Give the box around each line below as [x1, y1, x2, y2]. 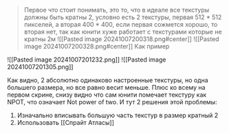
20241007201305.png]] [7, 63, 74, 71]
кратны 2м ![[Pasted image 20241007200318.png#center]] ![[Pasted [23, 35, 219, 43]
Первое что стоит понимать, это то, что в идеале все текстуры [23, 6, 210, 14]
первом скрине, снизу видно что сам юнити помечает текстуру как [7, 90, 207, 99]
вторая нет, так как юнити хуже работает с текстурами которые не [23, 27, 222, 36]
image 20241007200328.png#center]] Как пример [23, 43, 170, 50]
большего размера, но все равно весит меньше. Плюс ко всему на [7, 84, 206, 91]
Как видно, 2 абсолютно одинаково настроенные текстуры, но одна [7, 76, 208, 84]
